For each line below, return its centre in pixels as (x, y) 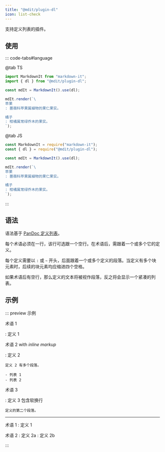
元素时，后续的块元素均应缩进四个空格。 (46, 266)
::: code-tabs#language (29, 58)
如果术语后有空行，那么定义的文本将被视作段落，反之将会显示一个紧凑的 (78, 277)
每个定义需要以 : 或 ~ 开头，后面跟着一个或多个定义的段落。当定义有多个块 (81, 260)
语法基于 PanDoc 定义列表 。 (34, 233)
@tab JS (14, 136)
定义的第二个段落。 (22, 410)
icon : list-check (23, 14)
